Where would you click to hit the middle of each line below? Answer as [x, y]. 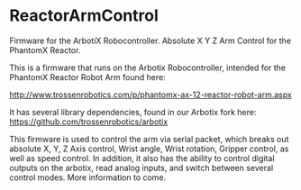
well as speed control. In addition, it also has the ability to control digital [142, 158]
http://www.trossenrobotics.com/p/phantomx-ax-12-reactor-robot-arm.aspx [151, 95]
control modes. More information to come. [88, 177]
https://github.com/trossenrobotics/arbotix [89, 122]
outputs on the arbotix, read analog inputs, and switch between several [141, 167]
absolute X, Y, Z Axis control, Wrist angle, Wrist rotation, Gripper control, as [149, 149]
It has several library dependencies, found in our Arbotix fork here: [133, 112]
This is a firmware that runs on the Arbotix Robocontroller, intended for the [148, 68]
